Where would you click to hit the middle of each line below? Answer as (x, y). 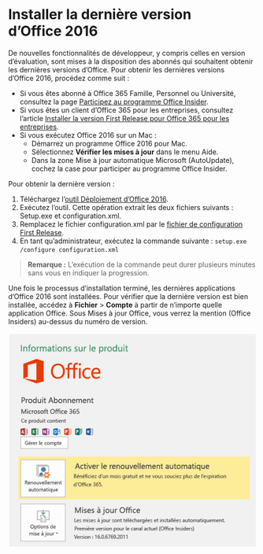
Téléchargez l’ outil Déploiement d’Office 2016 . (94, 199)
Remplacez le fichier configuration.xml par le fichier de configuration (131, 224)
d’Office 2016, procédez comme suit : (69, 78)
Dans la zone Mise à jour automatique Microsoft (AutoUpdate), (133, 160)
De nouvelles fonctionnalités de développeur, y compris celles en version (127, 53)
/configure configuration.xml (69, 249)
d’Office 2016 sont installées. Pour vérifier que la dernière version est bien (128, 296)
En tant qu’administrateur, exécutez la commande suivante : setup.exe (133, 241)
